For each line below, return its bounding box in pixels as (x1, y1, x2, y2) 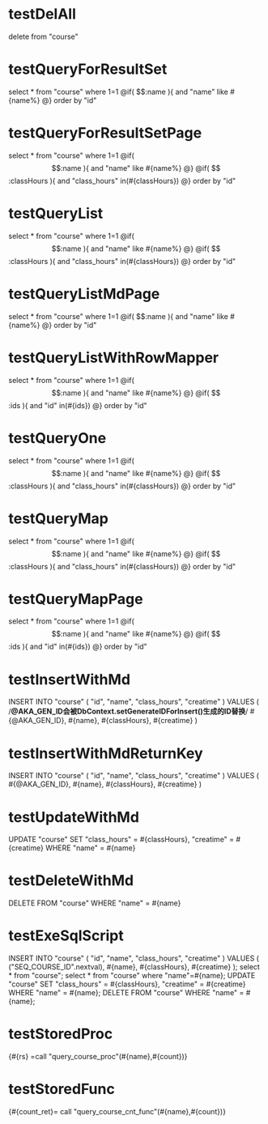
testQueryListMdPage (8, 284, 160, 303)
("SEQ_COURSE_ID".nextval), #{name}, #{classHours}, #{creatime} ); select (8, 962, 261, 972)
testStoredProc (8, 1025, 113, 1043)
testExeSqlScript (8, 926, 124, 945)
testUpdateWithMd (8, 807, 140, 826)
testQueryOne (8, 428, 107, 447)
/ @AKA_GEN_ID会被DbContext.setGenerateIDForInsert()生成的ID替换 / (8, 706, 249, 717)
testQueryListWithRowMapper (8, 348, 219, 367)
